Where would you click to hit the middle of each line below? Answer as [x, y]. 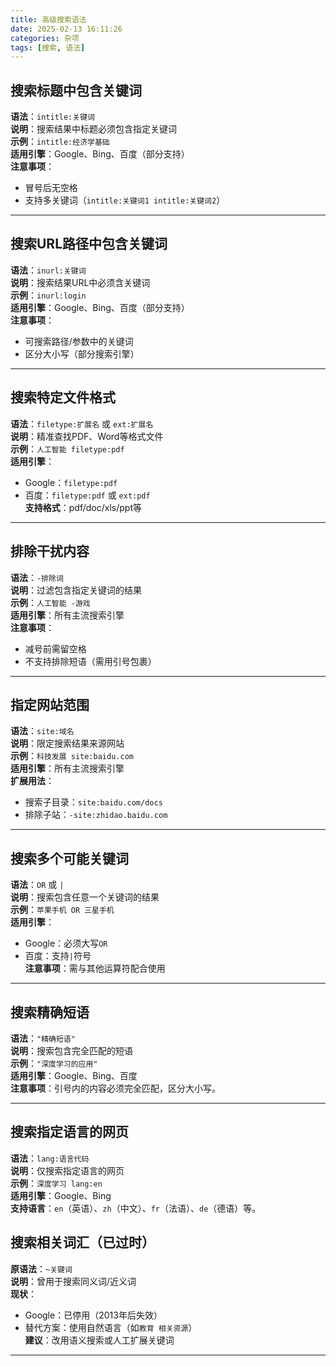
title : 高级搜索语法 [48, 19]
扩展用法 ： [32, 781]
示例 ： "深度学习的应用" [54, 1063]
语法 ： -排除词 [37, 577]
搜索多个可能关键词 [69, 858]
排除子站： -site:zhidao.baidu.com [96, 815]
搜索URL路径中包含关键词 [89, 244]
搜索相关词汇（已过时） [82, 1242]
